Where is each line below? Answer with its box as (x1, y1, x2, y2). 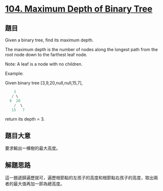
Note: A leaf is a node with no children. (5, 61, 83, 67)
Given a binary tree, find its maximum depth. (5, 37, 94, 43)
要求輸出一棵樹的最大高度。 (5, 145, 61, 151)
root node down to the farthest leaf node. (5, 52, 88, 57)
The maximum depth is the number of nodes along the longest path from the (5, 47, 158, 52)
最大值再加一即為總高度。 (13, 181, 65, 187)
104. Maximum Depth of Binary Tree (5, 3, 153, 15)
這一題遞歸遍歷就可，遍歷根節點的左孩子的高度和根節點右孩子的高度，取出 (5, 175, 154, 180)
